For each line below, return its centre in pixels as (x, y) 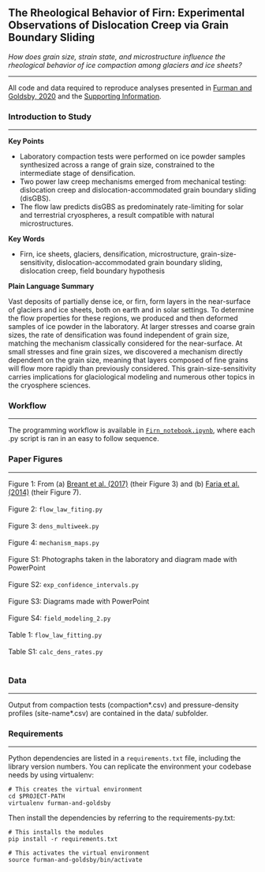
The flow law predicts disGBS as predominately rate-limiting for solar (131, 207)
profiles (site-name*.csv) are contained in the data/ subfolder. (108, 713)
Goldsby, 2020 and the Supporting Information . (85, 96)
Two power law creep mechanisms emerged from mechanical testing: (133, 182)
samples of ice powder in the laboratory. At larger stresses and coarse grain (132, 327)
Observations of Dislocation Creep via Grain (118, 26)
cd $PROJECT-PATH (37, 796)
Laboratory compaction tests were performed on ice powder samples (132, 156)
